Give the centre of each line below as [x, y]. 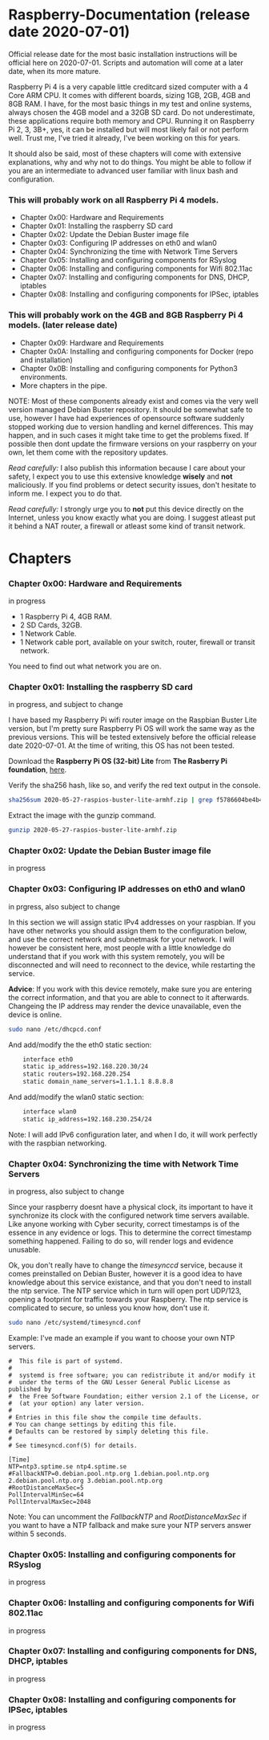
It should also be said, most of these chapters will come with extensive [125, 153]
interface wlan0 [50, 1112]
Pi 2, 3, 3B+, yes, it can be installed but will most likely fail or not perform [128, 129]
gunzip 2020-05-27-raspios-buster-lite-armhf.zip [93, 830]
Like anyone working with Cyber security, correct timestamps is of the [124, 1224]
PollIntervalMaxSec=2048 [50, 1501]
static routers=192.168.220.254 [76, 1074]
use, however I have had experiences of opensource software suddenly [126, 418]
